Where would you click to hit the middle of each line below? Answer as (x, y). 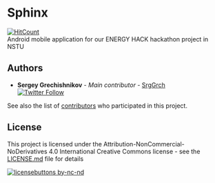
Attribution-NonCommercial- (144, 144)
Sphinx (28, 13)
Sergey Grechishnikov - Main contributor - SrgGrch (91, 85)
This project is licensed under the (54, 144)
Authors (25, 68)
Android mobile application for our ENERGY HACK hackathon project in (108, 39)
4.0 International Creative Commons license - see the (124, 151)
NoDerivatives (27, 151)
